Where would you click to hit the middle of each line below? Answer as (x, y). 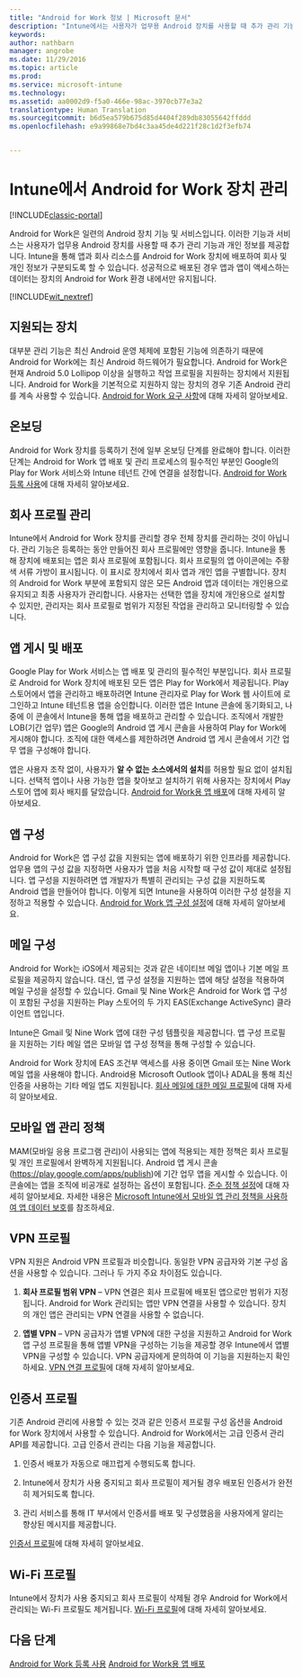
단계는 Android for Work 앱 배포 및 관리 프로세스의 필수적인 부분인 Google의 (144, 461)
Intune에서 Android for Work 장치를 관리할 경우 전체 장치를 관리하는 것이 (138, 538)
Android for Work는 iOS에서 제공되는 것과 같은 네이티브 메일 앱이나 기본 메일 (145, 968)
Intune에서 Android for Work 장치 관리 (149, 189)
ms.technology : (38, 93)
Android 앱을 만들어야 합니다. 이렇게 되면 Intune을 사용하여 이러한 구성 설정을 (146, 891)
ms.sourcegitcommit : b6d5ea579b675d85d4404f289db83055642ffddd (130, 118)
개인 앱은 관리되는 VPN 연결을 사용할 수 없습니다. (118, 1314)
